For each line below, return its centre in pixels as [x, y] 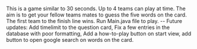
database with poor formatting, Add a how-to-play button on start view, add [99, 34]
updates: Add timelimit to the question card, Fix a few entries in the [88, 27]
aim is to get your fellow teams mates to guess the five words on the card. [96, 15]
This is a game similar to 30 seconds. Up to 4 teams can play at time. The [96, 9]
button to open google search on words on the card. [70, 40]
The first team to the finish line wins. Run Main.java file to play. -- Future [94, 21]
